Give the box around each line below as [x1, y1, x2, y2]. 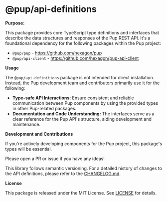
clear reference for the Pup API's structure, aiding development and [12, 116, 152, 122]
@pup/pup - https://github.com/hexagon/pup [12, 50, 102, 56]
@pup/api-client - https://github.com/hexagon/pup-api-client [12, 55, 139, 61]
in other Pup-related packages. [12, 105, 77, 111]
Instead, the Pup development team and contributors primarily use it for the [5, 80, 160, 86]
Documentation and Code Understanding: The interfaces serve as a [12, 111, 155, 117]
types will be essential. [5, 146, 52, 152]
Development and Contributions [5, 131, 73, 137]
